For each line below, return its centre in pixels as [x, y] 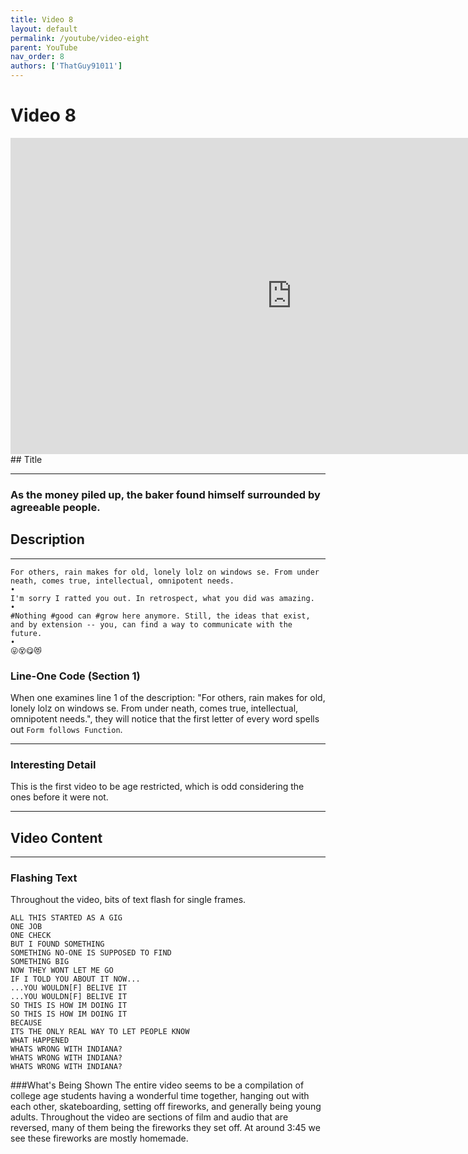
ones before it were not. [59, 797]
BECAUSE [26, 1023]
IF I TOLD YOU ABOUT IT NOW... [75, 979]
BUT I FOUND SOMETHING [57, 944]
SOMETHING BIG [40, 962]
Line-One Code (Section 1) [75, 676]
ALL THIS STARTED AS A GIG [66, 918]
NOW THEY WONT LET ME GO [62, 971]
